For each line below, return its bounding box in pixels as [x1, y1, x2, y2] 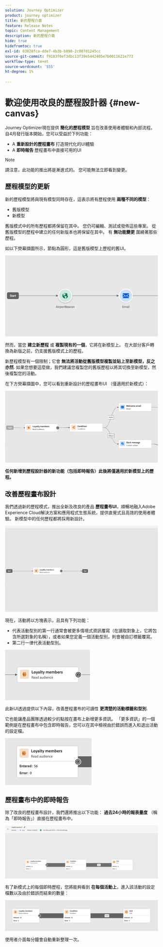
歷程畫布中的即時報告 [5, 796, 69, 804]
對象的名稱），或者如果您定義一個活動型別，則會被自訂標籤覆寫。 [25, 633, 155, 639]
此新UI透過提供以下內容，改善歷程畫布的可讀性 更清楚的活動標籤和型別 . [5, 705, 148, 711]
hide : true [5, 39, 27, 44]
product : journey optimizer [5, 13, 62, 18]
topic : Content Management [5, 28, 60, 33]
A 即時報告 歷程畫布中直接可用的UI [12, 147, 81, 153]
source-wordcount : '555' [5, 64, 55, 69]
